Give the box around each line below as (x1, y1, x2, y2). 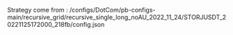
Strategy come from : (7, 6, 68, 14)
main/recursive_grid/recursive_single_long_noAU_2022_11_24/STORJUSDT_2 (7, 13, 227, 21)
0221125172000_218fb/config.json (7, 21, 105, 28)
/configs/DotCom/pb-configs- (69, 6, 156, 14)
